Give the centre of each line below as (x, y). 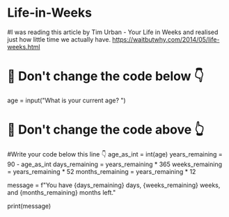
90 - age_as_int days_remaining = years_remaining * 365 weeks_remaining (115, 164)
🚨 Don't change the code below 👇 (105, 76)
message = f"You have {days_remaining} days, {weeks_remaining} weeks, (114, 185)
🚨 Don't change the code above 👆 (106, 130)
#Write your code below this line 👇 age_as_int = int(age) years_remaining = (115, 154)
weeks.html (24, 47)
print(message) (29, 206)
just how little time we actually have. (59, 39)
